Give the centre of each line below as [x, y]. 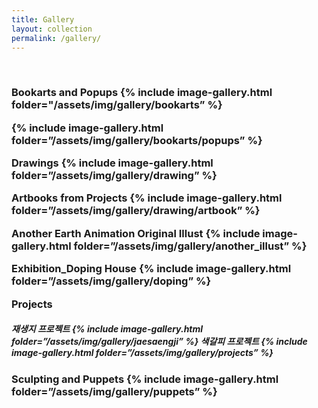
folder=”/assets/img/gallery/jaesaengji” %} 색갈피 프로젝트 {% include [159, 342]
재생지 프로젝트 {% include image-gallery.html [107, 329]
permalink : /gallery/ [56, 38]
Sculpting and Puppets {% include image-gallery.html [145, 379]
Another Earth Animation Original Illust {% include [136, 233]
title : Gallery [43, 19]
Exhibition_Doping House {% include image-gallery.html [151, 269]
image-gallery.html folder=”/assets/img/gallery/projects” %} [142, 353]
